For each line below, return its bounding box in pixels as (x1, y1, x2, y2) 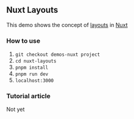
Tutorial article (6, 92, 51, 101)
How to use (6, 36, 41, 45)
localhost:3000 (15, 78, 54, 84)
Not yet (6, 106, 25, 113)
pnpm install (15, 64, 49, 71)
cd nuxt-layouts (15, 58, 57, 64)
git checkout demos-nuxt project (15, 52, 100, 58)
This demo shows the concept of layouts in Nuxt (6, 21, 128, 28)
